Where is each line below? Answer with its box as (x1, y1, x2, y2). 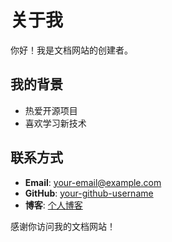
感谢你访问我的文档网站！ (10, 220, 116, 232)
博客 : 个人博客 (24, 199, 83, 211)
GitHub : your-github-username (24, 187, 154, 199)
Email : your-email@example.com (24, 176, 162, 188)
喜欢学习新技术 (24, 117, 87, 129)
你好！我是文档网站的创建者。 (10, 44, 133, 56)
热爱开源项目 (24, 104, 78, 116)
